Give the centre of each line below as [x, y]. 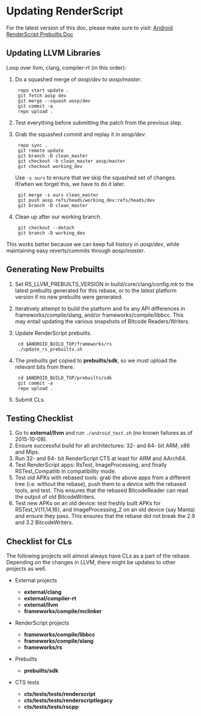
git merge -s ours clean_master [58, 195]
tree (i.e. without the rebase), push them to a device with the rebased [100, 484]
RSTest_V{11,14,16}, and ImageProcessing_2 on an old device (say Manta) [105, 509]
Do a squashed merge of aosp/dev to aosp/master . [78, 79]
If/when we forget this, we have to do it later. [70, 184]
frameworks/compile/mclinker [63, 611]
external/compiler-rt [50, 599]
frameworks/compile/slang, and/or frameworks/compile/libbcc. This [99, 315]
